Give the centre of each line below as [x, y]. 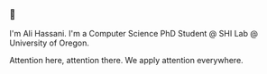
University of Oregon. [50, 43]
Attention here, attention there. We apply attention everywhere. [126, 61]
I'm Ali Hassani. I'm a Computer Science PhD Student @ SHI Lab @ [134, 34]
